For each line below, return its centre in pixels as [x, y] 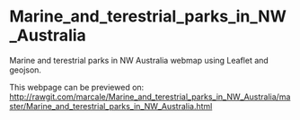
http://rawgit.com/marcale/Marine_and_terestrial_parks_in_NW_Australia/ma [150, 97]
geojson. [26, 70]
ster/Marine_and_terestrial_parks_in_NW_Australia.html [111, 106]
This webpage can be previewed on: [77, 87]
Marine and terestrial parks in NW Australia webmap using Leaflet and [139, 60]
